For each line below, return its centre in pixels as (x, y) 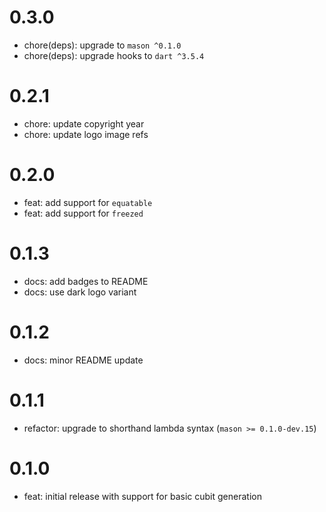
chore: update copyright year (84, 123)
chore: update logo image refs (86, 134)
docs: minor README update (83, 360)
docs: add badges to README (86, 281)
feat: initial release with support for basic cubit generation (142, 496)
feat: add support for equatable (88, 202)
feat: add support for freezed (83, 213)
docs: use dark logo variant (80, 292)
